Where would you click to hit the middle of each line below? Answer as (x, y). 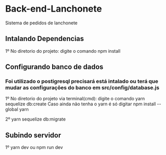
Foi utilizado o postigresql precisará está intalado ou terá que (82, 82)
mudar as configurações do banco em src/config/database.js (82, 88)
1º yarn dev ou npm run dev (34, 147)
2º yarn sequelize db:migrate (35, 119)
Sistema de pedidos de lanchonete (41, 23)
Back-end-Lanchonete (54, 9)
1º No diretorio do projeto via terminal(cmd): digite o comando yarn (75, 99)
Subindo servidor (33, 135)
